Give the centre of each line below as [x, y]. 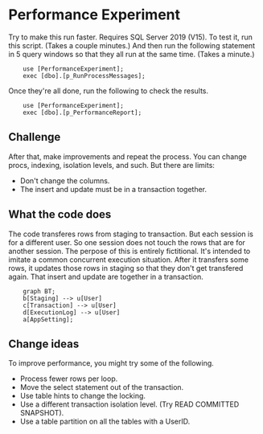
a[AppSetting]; [48, 319]
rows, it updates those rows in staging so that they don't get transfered [126, 268]
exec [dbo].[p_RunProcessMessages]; [84, 76]
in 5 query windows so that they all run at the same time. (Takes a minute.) [131, 54]
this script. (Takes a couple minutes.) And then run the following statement [132, 45]
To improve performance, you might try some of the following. [111, 363]
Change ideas [44, 344]
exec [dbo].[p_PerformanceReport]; [82, 113]
